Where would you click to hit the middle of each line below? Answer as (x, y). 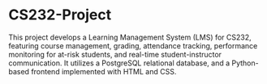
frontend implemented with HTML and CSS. (104, 71)
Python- (245, 63)
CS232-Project (60, 15)
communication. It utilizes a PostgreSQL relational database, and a (119, 63)
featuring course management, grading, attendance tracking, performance (133, 45)
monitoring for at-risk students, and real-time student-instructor (115, 54)
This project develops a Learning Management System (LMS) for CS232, (130, 37)
